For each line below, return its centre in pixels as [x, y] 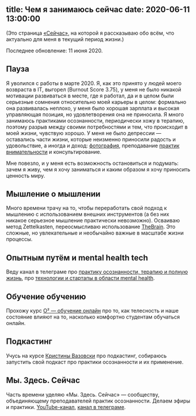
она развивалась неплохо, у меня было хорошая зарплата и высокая [93, 108]
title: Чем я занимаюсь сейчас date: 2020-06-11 [98, 10]
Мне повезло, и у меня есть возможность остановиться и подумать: [92, 163]
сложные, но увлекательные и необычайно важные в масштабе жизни [95, 233]
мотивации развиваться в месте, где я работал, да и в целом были [90, 96]
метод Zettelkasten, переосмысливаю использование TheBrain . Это [91, 227]
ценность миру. [26, 175]
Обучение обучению [46, 297]
